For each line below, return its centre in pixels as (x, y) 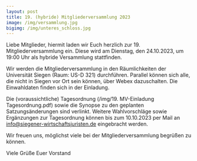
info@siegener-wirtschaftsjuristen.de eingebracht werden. (77, 124)
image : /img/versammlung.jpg (42, 22)
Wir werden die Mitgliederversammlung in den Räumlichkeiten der (86, 69)
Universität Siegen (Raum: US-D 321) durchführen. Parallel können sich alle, (98, 75)
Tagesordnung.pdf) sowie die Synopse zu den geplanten (75, 105)
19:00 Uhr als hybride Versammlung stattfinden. (64, 57)
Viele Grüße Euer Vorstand (38, 153)
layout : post (22, 11)
